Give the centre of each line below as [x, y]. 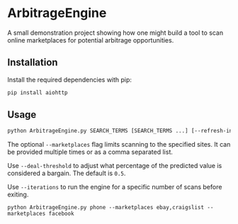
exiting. [18, 195]
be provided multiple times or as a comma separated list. [90, 152]
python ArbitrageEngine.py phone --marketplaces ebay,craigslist [106, 208]
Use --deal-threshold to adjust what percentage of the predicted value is [115, 166]
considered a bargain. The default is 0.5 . [67, 173]
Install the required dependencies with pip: [70, 79]
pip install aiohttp [38, 93]
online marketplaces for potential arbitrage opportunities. [91, 40]
